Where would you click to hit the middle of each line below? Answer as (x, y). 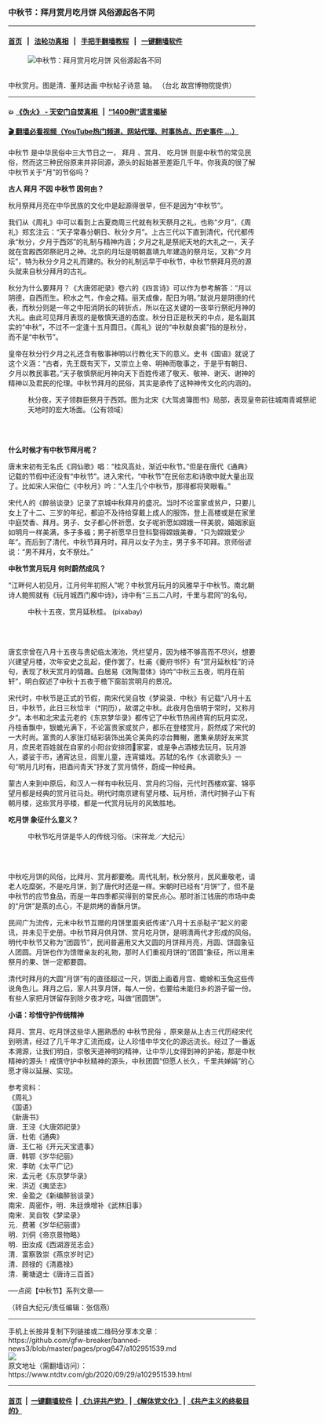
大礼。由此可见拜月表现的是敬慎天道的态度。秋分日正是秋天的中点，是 (122, 317)
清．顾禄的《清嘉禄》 (42, 1264)
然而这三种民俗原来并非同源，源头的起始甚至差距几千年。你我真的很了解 (138, 162)
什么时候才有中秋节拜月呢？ (53, 450)
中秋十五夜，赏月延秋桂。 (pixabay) (85, 612)
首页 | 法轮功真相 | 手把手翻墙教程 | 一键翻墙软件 (95, 41)
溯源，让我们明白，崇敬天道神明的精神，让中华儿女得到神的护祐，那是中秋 (135, 1051)
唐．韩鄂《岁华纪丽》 (42, 1156)
